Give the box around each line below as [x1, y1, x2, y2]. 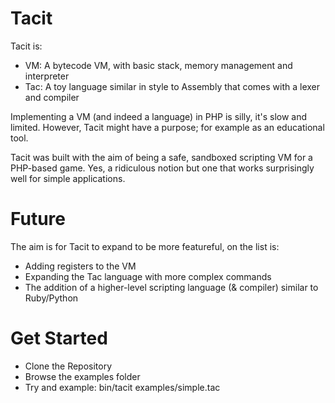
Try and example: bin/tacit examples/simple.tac [24, 381, 221, 393]
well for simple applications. [10, 172, 126, 184]
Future [10, 208, 67, 231]
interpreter [24, 70, 70, 82]
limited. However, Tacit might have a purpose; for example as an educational [10, 121, 325, 133]
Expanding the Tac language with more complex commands [24, 270, 272, 282]
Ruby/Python [24, 292, 79, 304]
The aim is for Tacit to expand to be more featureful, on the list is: [10, 240, 280, 252]
